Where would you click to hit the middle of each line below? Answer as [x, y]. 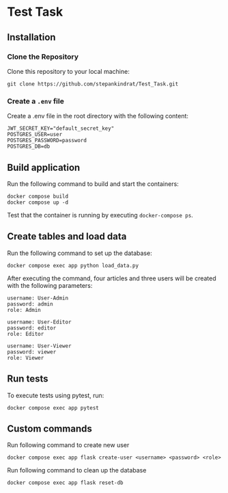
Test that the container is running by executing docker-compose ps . [100, 215]
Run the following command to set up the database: [80, 253]
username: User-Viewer [39, 346]
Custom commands [49, 429]
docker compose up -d [38, 202]
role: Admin [24, 310]
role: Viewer [26, 358]
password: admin [30, 304]
